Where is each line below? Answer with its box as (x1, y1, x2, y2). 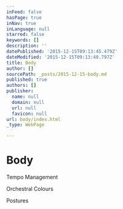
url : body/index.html (6, 116, 61, 122)
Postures (6, 197, 29, 204)
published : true (6, 77, 47, 83)
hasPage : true (6, 15, 42, 21)
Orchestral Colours (6, 185, 53, 193)
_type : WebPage (6, 122, 45, 128)
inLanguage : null (6, 26, 50, 32)
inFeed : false (6, 9, 42, 15)
